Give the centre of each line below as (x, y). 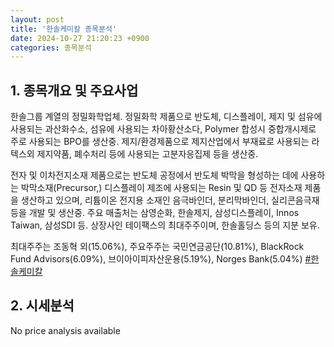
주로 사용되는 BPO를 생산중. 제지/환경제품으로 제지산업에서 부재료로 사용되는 (160, 142)
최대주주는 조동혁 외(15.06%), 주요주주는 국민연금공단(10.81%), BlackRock (157, 247)
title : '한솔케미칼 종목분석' (64, 29)
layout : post (37, 19)
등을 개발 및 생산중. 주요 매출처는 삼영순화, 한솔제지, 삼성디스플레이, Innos (155, 213)
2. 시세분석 (42, 306)
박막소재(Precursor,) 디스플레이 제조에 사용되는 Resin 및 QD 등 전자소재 (161, 188)
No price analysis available (65, 330)
